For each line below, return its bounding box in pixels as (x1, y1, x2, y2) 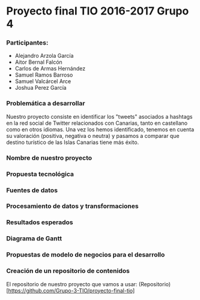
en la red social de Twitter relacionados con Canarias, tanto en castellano (6, 119, 188, 127)
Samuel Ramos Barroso (14, 71, 73, 79)
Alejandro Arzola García (14, 52, 74, 60)
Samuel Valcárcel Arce (14, 78, 71, 85)
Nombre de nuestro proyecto (6, 154, 92, 162)
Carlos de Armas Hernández (14, 65, 86, 72)
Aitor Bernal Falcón (14, 58, 63, 66)
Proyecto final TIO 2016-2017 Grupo (6, 4, 189, 18)
